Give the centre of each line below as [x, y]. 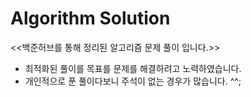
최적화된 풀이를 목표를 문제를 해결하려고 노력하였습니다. [133, 68]
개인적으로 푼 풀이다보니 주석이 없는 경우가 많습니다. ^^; [133, 81]
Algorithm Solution [90, 18]
